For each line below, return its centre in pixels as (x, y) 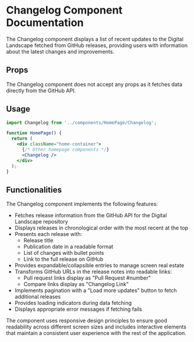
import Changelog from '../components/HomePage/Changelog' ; (82, 122)
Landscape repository (41, 222)
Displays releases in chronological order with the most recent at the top (101, 228)
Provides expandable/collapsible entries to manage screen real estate (99, 265)
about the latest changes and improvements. (60, 51)
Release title (38, 240)
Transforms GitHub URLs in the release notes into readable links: (93, 272)
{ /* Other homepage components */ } (65, 150)
